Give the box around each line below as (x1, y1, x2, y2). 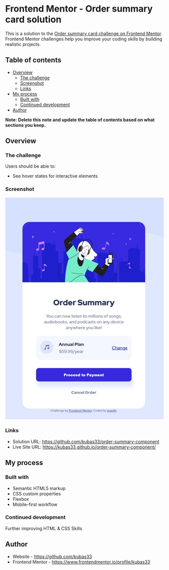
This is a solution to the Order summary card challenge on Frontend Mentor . (5, 30, 162, 36)
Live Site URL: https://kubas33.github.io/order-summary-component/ (12, 444, 156, 450)
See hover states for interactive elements (12, 173, 98, 179)
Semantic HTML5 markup (12, 485, 66, 491)
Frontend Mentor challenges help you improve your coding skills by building (5, 36, 162, 42)
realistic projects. (5, 41, 41, 47)
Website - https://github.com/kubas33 (12, 553, 92, 559)
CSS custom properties (12, 491, 61, 497)
